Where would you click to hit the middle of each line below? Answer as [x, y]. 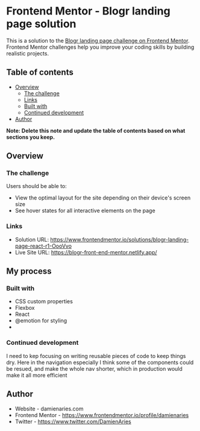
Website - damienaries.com [49, 409]
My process [29, 272]
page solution [41, 24]
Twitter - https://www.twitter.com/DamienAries [73, 421]
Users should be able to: [37, 186]
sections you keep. [31, 137]
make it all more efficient [37, 375]
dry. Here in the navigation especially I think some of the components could [100, 362]
